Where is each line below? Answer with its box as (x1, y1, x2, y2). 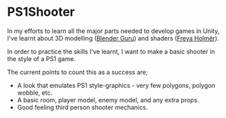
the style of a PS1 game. (7, 54, 76, 62)
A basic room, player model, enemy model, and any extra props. (17, 95, 200, 104)
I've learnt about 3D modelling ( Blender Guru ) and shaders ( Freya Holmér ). (7, 34, 219, 42)
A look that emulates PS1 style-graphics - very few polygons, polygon (17, 81, 216, 89)
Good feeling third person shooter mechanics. (17, 103, 148, 111)
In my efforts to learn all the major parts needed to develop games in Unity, (7, 27, 220, 35)
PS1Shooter (7, 4, 75, 20)
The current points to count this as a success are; (7, 68, 148, 76)
